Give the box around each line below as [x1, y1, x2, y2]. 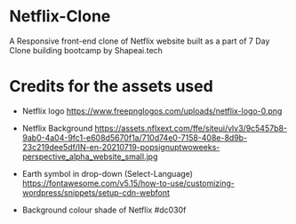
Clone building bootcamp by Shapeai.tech [9, 44, 163, 55]
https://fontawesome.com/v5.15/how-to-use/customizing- [21, 178, 236, 188]
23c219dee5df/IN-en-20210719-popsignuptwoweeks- [21, 141, 220, 152]
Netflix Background [21, 123, 93, 133]
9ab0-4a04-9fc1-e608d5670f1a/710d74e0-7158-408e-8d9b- [21, 132, 248, 143]
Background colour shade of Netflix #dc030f [21, 204, 187, 215]
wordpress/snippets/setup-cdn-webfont [21, 187, 171, 197]
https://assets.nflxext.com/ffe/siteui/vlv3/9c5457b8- [94, 123, 287, 133]
